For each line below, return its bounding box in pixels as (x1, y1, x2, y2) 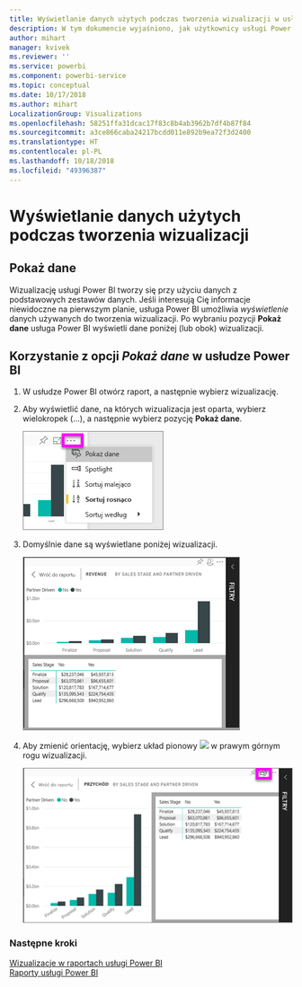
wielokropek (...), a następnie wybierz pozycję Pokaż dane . (22, 413, 243, 424)
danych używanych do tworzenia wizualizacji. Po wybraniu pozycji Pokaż (9, 313, 281, 323)
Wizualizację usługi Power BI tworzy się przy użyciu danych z (9, 284, 238, 295)
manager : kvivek (9, 43, 70, 52)
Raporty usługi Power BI (9, 966, 99, 978)
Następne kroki (9, 937, 78, 949)
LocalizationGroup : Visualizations (9, 109, 143, 119)
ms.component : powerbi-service (9, 72, 127, 81)
